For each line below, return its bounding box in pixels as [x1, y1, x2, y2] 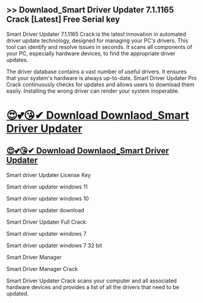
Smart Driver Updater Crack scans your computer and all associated [6, 277, 177, 284]
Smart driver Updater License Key [6, 171, 91, 178]
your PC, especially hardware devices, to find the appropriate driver [6, 50, 176, 57]
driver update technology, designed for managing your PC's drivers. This [6, 36, 188, 44]
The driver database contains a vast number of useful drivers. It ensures [6, 68, 187, 75]
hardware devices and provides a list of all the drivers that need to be [6, 283, 180, 290]
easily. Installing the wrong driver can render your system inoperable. [6, 87, 180, 95]
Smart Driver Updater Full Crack [6, 218, 87, 225]
